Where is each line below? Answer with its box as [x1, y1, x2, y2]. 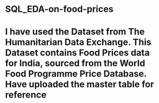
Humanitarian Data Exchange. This [5, 37, 152, 48]
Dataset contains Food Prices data [5, 47, 150, 58]
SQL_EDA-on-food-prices [5, 3, 114, 15]
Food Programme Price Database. [5, 68, 147, 80]
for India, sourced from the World [5, 58, 146, 69]
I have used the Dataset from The [5, 26, 145, 38]
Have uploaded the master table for [5, 79, 154, 90]
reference [5, 89, 47, 101]
